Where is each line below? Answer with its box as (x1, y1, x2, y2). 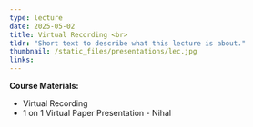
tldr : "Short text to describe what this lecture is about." (9, 38, 247, 48)
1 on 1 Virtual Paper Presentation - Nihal (22, 108, 171, 118)
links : (9, 55, 35, 64)
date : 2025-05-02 (9, 22, 76, 31)
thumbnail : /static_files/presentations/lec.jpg (9, 47, 197, 56)
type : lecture (9, 13, 64, 23)
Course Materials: (9, 81, 79, 91)
